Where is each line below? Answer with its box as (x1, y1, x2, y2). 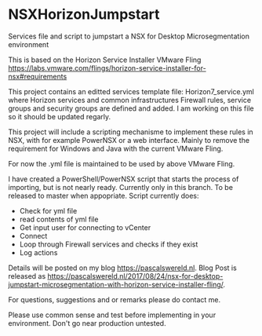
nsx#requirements (8, 71, 67, 81)
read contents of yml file (19, 214, 99, 224)
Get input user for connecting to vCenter (19, 222, 151, 232)
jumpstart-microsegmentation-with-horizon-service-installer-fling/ (8, 279, 224, 289)
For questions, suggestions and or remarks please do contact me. (8, 294, 221, 304)
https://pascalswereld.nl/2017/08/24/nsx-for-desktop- (47, 271, 224, 280)
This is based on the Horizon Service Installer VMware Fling (8, 55, 202, 64)
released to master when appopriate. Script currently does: (8, 191, 199, 200)
